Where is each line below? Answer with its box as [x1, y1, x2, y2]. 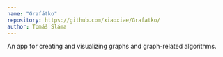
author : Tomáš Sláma [7, 23, 68, 30]
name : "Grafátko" [7, 10, 58, 17]
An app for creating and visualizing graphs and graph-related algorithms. [7, 42, 217, 51]
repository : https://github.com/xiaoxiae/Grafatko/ [7, 17, 160, 24]
